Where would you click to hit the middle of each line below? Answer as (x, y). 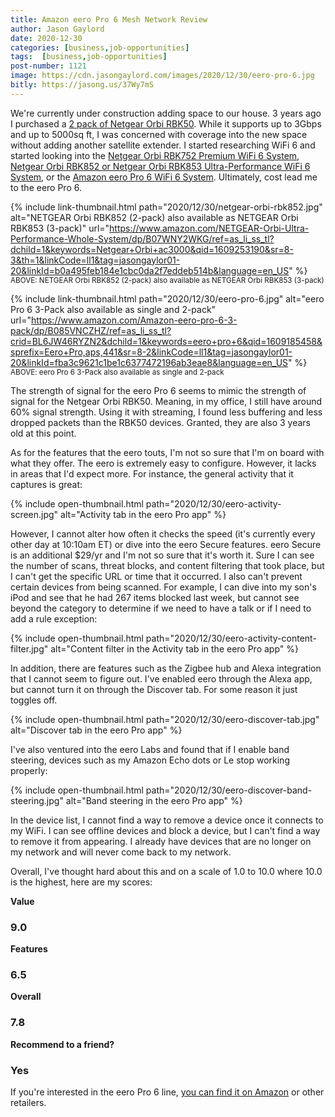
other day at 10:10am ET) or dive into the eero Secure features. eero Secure (166, 544)
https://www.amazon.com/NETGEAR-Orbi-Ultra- (209, 228)
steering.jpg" (37, 800)
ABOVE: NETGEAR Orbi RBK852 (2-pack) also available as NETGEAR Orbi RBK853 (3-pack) (167, 280)
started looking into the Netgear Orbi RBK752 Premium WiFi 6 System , (155, 155)
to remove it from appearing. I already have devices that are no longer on (161, 841)
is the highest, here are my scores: (81, 882)
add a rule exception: (54, 618)
